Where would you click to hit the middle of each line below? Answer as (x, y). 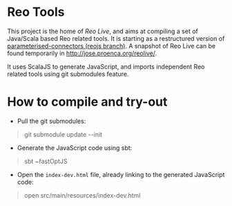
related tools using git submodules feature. (68, 74)
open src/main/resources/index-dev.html (82, 195)
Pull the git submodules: (51, 121)
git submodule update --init (63, 134)
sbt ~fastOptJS (46, 161)
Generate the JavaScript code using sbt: (75, 148)
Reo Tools (36, 12)
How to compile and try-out (87, 102)
